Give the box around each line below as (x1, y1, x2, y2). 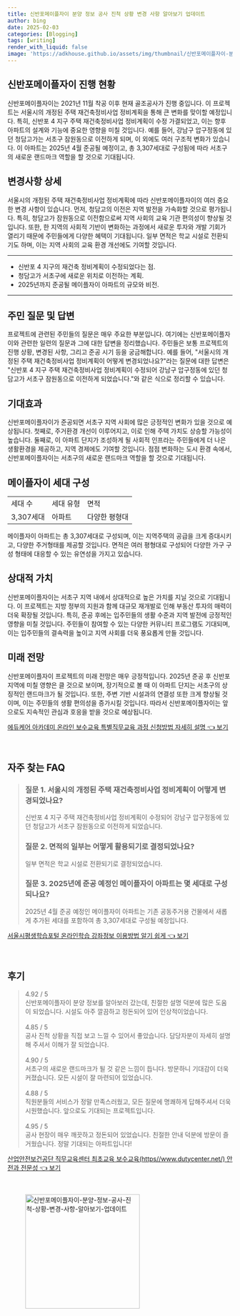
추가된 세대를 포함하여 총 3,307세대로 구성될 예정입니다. (32, 916, 189, 924)
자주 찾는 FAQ (7, 762, 66, 774)
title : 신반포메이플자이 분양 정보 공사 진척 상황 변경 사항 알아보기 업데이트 (7, 10, 206, 18)
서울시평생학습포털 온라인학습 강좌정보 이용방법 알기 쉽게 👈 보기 (7, 931, 189, 939)
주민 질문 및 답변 (7, 309, 75, 321)
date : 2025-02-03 (7, 24, 59, 31)
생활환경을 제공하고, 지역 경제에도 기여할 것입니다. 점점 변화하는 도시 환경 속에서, (7, 444, 232, 454)
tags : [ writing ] (7, 37, 56, 44)
